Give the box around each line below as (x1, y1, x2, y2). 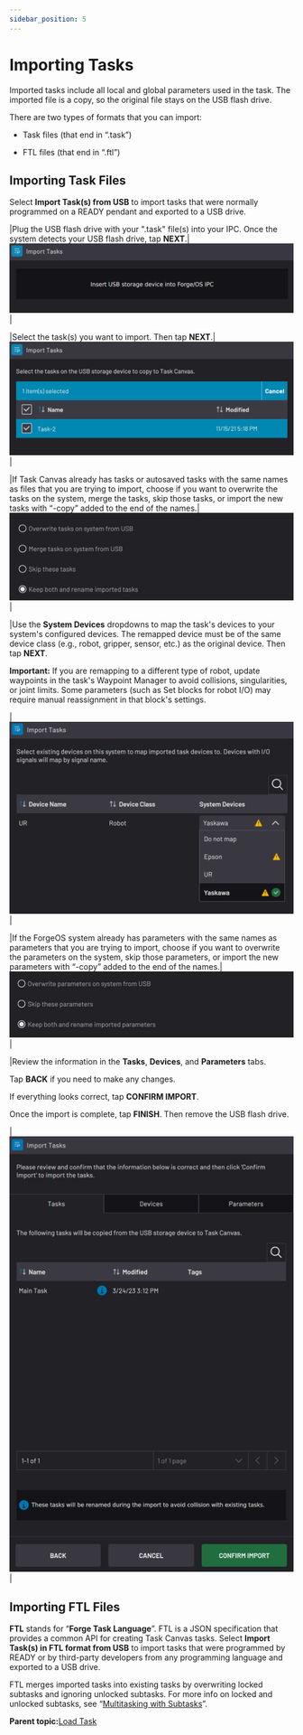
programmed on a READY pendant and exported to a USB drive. (9, 206, 246, 217)
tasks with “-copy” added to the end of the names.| (9, 502, 200, 513)
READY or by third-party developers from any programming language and (9, 1652, 283, 1663)
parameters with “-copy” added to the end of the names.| (9, 961, 223, 972)
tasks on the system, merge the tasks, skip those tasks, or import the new (9, 492, 284, 503)
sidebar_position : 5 (9, 14, 87, 23)
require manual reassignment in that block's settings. (9, 694, 207, 705)
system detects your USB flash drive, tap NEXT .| (9, 233, 190, 244)
